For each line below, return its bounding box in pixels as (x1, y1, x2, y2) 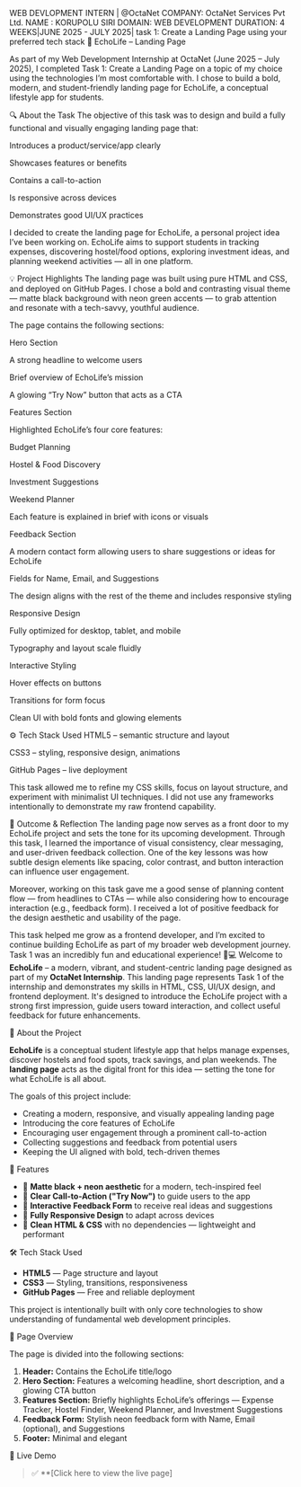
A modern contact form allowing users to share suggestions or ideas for (9, 546, 276, 556)
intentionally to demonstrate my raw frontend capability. (9, 801, 217, 811)
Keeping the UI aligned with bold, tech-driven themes (22, 1146, 221, 1157)
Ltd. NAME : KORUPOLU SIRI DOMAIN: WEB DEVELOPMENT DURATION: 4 (9, 17, 286, 28)
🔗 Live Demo (9, 1450, 57, 1461)
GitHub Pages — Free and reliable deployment (22, 1287, 196, 1297)
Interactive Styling (9, 660, 76, 670)
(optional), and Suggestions (22, 1423, 126, 1434)
